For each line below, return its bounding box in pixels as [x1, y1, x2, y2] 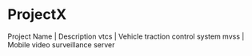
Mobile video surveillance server [7, 39, 115, 49]
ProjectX [7, 6, 67, 24]
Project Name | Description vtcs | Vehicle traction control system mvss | [7, 32, 245, 41]
